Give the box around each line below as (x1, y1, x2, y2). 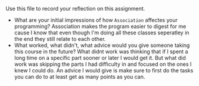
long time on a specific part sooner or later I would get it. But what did (14, 55, 186, 61)
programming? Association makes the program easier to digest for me (14, 23, 186, 30)
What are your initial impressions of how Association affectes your (14, 17, 178, 23)
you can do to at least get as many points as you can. (14, 74, 145, 80)
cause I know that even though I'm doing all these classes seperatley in (14, 29, 189, 36)
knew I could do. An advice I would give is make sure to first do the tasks (14, 67, 194, 74)
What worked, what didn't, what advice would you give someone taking (14, 42, 190, 49)
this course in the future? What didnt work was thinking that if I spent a (14, 48, 188, 55)
